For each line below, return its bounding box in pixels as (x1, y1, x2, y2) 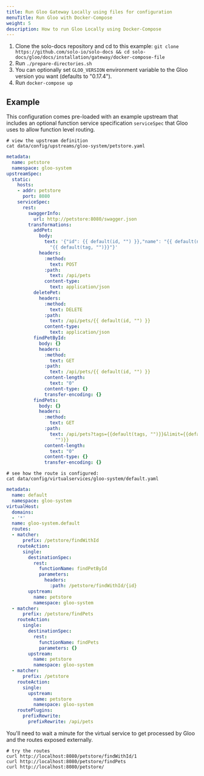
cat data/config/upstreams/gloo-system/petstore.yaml (6, 143, 146, 149)
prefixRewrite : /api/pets (28, 719, 94, 725)
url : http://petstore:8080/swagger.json (33, 216, 137, 222)
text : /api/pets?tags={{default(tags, (49, 431, 148, 437)
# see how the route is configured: (6, 470, 99, 477)
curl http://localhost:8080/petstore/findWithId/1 (6, 753, 137, 759)
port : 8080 (22, 193, 50, 200)
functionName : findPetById (38, 566, 107, 572)
